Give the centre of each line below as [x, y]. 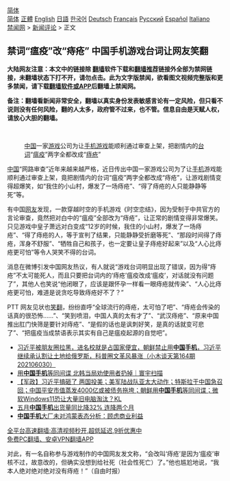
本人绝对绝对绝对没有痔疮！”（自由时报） [66, 471]
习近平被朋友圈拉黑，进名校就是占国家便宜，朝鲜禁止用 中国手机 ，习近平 [119, 347]
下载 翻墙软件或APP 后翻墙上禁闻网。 [88, 86]
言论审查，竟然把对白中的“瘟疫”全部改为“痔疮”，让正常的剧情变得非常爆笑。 [114, 218]
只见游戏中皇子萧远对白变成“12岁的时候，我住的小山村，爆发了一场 [102, 226]
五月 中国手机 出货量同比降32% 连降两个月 [76, 407]
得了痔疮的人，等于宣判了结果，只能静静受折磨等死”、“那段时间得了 [120, 235]
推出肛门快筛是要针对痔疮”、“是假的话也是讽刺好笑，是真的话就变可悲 [106, 324]
